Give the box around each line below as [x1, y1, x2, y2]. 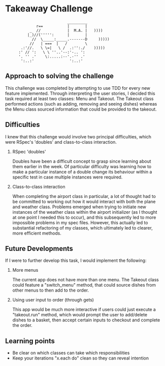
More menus [12, 267, 39, 273]
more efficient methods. [12, 230, 61, 236]
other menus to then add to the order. [12, 287, 89, 293]
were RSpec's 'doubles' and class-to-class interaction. [5, 139, 117, 145]
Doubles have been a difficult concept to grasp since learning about [12, 158, 151, 164]
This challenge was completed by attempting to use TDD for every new [5, 85, 151, 91]
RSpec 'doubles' [12, 148, 46, 154]
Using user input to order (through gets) [12, 297, 94, 303]
